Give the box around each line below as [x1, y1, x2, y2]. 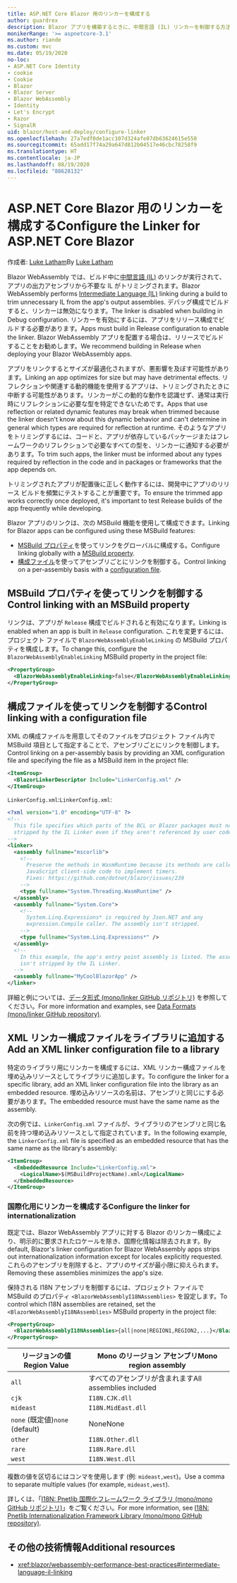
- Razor [7, 115, 30, 122]
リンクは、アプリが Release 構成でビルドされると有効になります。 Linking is [7, 618, 227, 627]
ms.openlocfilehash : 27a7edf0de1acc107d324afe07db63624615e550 [7, 135, 197, 142]
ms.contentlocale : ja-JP [7, 154, 80, 162]
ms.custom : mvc [7, 43, 52, 50]
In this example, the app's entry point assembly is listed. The [20, 953, 217, 960]
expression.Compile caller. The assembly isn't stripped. [25, 921, 200, 928]
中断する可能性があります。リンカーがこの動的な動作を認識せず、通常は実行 [7, 391, 229, 399]
